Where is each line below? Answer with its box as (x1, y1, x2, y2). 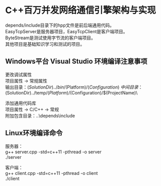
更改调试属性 (5, 71, 32, 77)
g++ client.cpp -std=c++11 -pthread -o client (5, 170, 98, 176)
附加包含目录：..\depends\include (5, 113, 75, 119)
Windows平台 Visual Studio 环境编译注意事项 (5, 57, 147, 66)
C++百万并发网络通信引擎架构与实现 (5, 5, 156, 16)
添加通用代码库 (5, 100, 36, 106)
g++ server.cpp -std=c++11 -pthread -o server (5, 149, 102, 155)
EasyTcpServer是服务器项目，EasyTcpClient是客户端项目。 (5, 28, 128, 34)
